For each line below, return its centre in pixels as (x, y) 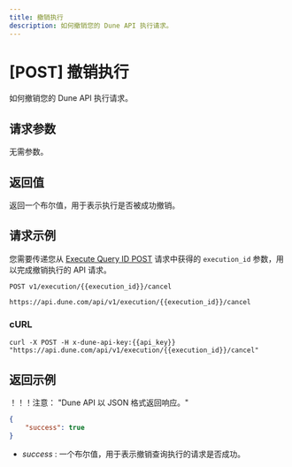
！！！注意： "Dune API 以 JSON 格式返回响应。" (99, 402)
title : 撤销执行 (36, 17)
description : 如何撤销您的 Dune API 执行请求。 (91, 26)
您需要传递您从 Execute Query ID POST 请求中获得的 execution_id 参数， (143, 258)
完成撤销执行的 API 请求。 (64, 270)
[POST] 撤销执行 (69, 72)
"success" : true (55, 427)
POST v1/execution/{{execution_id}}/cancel (91, 287)
